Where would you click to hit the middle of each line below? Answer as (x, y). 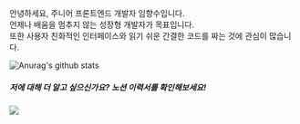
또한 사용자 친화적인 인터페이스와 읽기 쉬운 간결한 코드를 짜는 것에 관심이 (138, 36)
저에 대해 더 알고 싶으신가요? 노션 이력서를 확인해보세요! (108, 87)
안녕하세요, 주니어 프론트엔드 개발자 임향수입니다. (97, 13)
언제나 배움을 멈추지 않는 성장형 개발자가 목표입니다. (102, 24)
